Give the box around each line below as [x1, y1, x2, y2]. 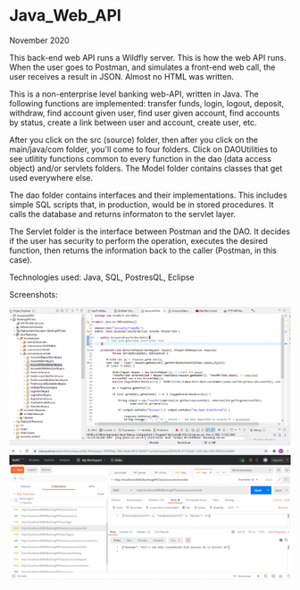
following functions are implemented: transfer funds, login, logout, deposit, [9, 97, 284, 108]
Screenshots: [9, 289, 58, 299]
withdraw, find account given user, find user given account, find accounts [9, 107, 280, 118]
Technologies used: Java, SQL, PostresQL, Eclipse [9, 272, 195, 282]
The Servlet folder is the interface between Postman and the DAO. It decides [9, 225, 290, 237]
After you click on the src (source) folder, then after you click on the [9, 134, 259, 145]
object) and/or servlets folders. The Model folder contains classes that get [9, 163, 283, 173]
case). [9, 254, 33, 265]
